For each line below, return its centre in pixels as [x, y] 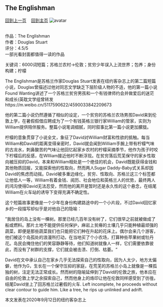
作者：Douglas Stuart [26, 42]
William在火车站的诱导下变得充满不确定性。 [49, 192]
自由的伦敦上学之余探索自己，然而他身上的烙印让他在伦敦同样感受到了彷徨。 [81, 278]
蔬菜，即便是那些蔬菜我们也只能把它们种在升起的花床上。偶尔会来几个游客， [81, 231]
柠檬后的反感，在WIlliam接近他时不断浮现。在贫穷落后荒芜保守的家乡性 [80, 155]
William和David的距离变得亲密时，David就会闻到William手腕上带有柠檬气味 [80, 143]
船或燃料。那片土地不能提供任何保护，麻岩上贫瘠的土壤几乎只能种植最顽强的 [81, 225]
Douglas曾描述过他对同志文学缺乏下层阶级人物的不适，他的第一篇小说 [88, 87]
